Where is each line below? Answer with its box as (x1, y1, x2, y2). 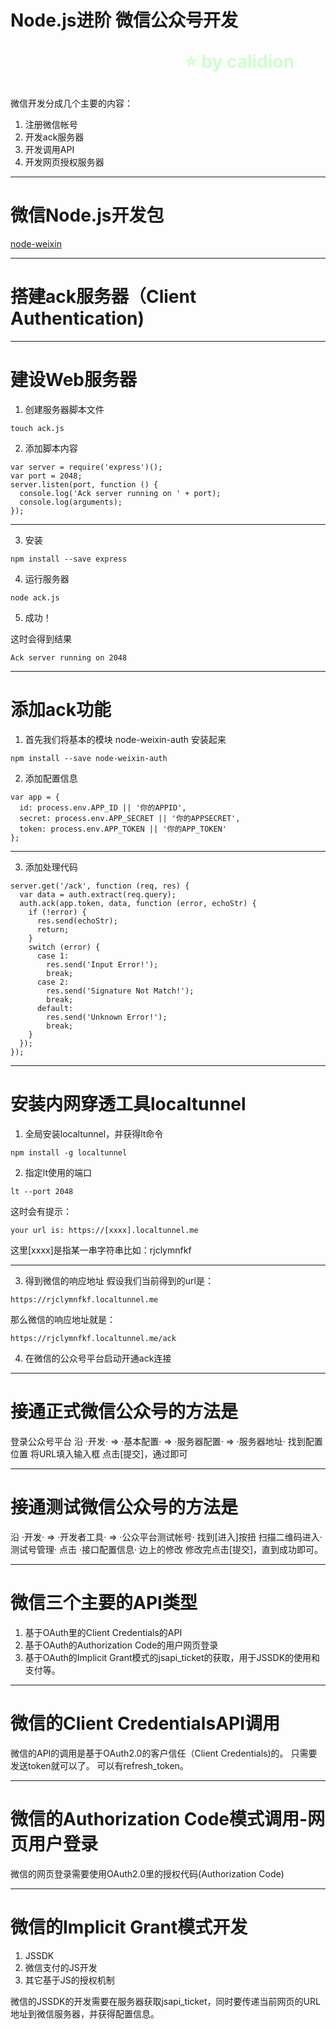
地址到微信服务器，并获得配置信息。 (10, 2007, 160, 2020)
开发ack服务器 (24, 131, 85, 143)
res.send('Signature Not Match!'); (46, 986, 195, 996)
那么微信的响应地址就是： (10, 1313, 116, 1325)
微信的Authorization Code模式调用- (10, 1807, 308, 1830)
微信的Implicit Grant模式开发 (10, 1916, 248, 1938)
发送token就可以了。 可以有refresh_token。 (10, 1759, 189, 1771)
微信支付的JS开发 (24, 1961, 98, 1973)
